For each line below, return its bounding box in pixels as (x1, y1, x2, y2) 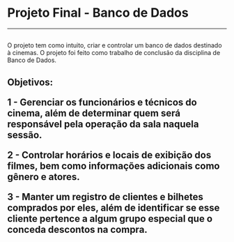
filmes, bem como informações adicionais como (7, 160, 220, 172)
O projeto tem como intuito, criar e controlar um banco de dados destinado (7, 41, 222, 50)
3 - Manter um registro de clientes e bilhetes (7, 190, 203, 203)
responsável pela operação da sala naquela (7, 118, 199, 130)
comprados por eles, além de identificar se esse (7, 202, 220, 213)
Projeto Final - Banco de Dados (7, 5, 189, 21)
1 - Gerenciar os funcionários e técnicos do (7, 96, 197, 108)
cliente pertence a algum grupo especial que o (7, 213, 213, 225)
